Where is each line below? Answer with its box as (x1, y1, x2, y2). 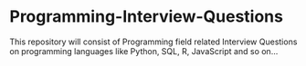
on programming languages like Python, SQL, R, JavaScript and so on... (9, 45, 279, 56)
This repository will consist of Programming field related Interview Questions (9, 36, 298, 47)
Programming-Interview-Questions (9, 6, 283, 27)
